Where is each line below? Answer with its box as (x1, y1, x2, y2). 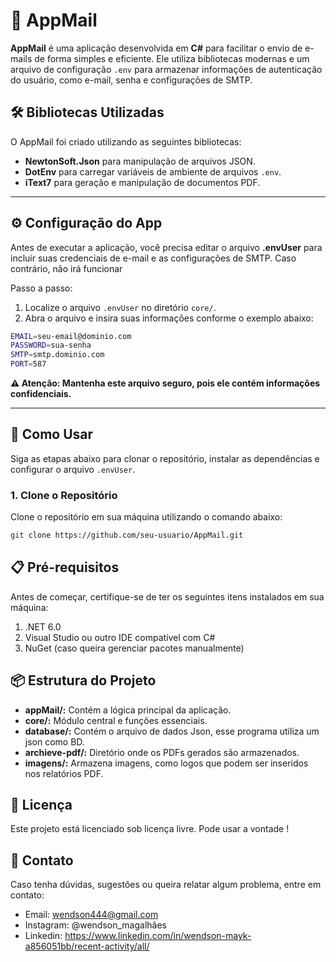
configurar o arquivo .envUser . (10, 463, 136, 475)
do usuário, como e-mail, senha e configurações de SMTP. (10, 74, 253, 86)
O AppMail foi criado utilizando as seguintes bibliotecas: (10, 135, 242, 148)
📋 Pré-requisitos (10, 559, 120, 576)
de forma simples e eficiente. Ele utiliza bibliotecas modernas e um (34, 52, 310, 64)
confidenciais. (10, 388, 72, 400)
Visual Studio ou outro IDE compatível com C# (24, 631, 216, 643)
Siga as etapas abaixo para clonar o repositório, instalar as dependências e (10, 452, 320, 464)
